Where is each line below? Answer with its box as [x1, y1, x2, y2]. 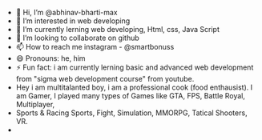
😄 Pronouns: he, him [15, 54, 86, 63]
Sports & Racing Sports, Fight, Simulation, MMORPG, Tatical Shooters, [15, 108, 248, 118]
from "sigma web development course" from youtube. [15, 74, 195, 83]
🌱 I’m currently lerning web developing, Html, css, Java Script [15, 25, 220, 34]
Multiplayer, [15, 100, 55, 109]
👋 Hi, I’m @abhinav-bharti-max [15, 8, 118, 17]
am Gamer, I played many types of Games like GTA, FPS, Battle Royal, [15, 91, 246, 100]
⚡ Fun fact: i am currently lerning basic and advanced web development [15, 62, 254, 72]
